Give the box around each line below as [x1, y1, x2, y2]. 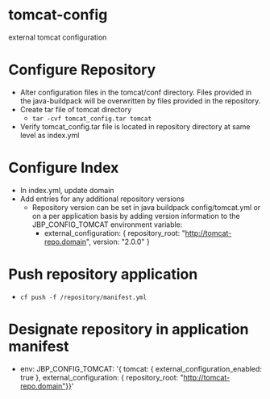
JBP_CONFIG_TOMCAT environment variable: [31, 220, 183, 229]
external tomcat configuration [8, 32, 107, 42]
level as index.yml [19, 130, 80, 140]
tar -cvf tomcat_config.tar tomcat [31, 115, 152, 123]
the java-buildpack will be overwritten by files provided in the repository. [19, 95, 261, 106]
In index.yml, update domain [19, 185, 114, 195]
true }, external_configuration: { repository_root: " [19, 372, 184, 382]
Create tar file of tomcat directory [19, 104, 132, 114]
